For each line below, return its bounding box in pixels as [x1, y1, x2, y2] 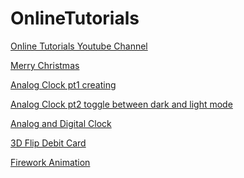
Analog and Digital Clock [10, 117, 112, 129]
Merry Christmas [10, 59, 80, 71]
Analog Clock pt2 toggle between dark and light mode [10, 98, 233, 110]
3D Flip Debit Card [10, 137, 87, 149]
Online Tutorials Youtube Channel [10, 40, 148, 52]
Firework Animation [10, 156, 91, 168]
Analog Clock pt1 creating [10, 78, 117, 91]
